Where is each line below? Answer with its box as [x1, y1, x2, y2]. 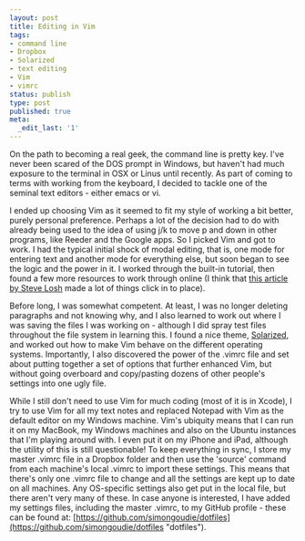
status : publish [9, 89, 71, 99]
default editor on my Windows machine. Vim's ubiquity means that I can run [9, 415, 294, 425]
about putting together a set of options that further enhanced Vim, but [9, 359, 272, 369]
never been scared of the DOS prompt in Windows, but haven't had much [9, 159, 285, 169]
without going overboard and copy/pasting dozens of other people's [9, 369, 266, 379]
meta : [9, 115, 30, 124]
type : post [9, 98, 51, 108]
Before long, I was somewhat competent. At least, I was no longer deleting [9, 300, 289, 311]
